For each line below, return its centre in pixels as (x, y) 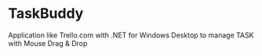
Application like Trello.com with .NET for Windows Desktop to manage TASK (131, 35)
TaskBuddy (46, 14)
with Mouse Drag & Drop (48, 43)
